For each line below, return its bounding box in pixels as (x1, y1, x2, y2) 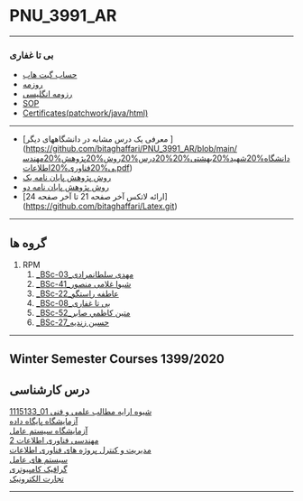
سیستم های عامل (9, 454, 69, 465)
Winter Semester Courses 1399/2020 (9, 351, 225, 366)
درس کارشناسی (9, 382, 90, 397)
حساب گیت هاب (22, 70, 78, 80)
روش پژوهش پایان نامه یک (22, 172, 111, 183)
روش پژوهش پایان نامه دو (22, 181, 110, 192)
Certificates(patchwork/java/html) (22, 107, 149, 118)
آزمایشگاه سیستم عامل (9, 425, 88, 436)
